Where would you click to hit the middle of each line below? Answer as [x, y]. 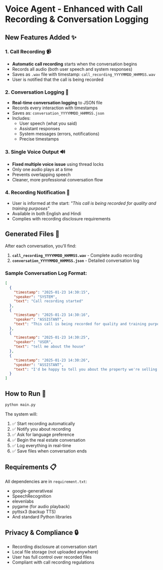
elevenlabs [23, 501]
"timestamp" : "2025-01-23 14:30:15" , [52, 292]
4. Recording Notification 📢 [38, 193]
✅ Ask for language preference [43, 434]
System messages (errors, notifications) [59, 134]
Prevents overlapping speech [41, 175]
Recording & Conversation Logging [77, 19]
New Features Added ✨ [41, 37]
